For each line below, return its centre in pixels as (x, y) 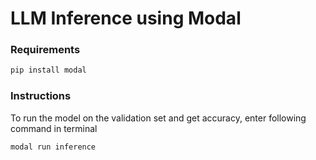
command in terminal (54, 128)
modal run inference (53, 147)
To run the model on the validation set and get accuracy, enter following (158, 118)
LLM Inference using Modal (126, 18)
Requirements (45, 50)
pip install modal (48, 70)
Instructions (41, 96)
